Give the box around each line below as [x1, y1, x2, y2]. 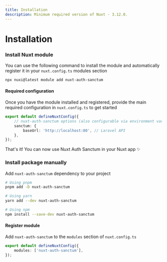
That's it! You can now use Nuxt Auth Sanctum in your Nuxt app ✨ [5, 146, 141, 152]
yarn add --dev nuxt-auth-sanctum [5, 198, 77, 203]
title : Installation [5, 7, 48, 12]
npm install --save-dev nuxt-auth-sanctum [5, 212, 94, 217]
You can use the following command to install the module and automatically [5, 62, 160, 68]
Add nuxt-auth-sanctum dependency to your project [5, 170, 111, 176]
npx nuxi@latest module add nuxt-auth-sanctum [5, 77, 103, 82]
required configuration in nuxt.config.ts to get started [5, 105, 117, 111]
